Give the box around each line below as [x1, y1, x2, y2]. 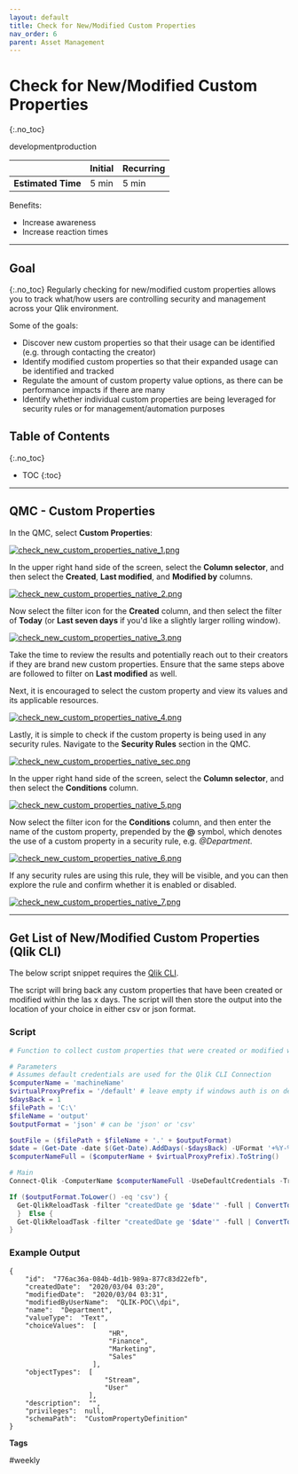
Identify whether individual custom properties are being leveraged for [21, 394, 277, 404]
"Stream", [104, 1376, 141, 1384]
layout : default [9, 12, 69, 22]
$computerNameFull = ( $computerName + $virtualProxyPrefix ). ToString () [9, 1152, 279, 1162]
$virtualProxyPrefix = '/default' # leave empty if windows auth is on [9, 1087, 279, 1096]
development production [9, 141, 98, 152]
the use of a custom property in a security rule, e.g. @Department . [9, 835, 253, 846]
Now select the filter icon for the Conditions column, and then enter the [9, 817, 271, 827]
